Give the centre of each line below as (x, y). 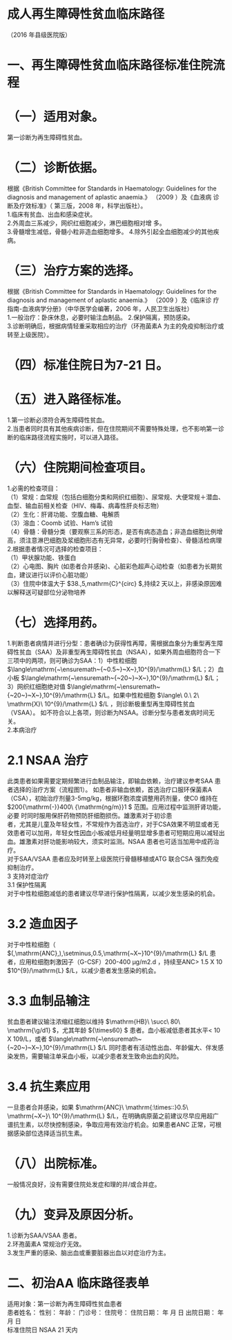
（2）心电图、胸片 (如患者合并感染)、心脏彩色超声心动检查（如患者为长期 (112, 566)
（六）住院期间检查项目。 (80, 468)
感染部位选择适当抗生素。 (49, 1133)
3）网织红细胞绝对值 (36, 686)
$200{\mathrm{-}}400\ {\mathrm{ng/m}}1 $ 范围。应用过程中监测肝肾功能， (116, 807)
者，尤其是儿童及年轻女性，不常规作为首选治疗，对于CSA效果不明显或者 (110, 824)
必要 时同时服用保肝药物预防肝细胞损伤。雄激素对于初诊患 (90, 815)
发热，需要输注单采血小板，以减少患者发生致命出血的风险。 (98, 1056)
